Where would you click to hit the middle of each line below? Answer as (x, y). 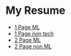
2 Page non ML (33, 46)
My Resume (35, 11)
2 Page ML (27, 40)
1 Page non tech (34, 33)
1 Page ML (27, 27)
